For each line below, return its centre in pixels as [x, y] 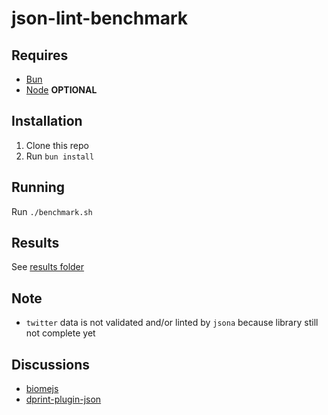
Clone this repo [57, 145]
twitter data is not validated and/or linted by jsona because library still [172, 323]
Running [38, 187]
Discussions [50, 364]
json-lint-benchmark [100, 18]
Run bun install [60, 156]
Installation [47, 121]
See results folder [48, 267]
